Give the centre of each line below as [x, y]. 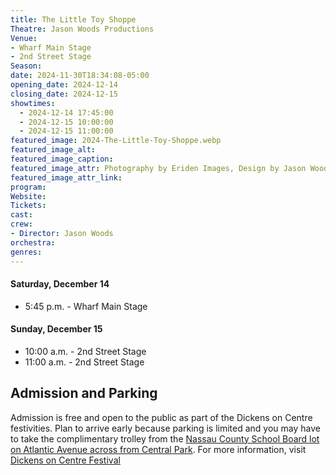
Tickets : [28, 206]
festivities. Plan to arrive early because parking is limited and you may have [165, 428]
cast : [21, 215]
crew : [21, 224]
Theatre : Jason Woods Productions [82, 29]
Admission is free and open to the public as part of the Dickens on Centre [161, 417]
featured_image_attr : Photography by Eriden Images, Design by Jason [158, 168]
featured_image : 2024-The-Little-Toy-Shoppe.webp [116, 141]
